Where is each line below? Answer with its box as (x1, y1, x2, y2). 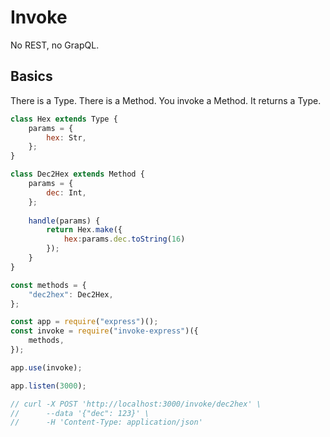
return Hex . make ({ (46, 225, 123, 235)
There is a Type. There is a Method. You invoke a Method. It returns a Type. (10, 94, 322, 106)
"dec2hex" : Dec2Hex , (28, 289, 114, 300)
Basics (10, 68, 53, 85)
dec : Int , (46, 187, 87, 198)
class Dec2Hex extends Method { (10, 169, 145, 180)
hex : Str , (46, 132, 87, 143)
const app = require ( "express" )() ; (10, 317, 159, 327)
